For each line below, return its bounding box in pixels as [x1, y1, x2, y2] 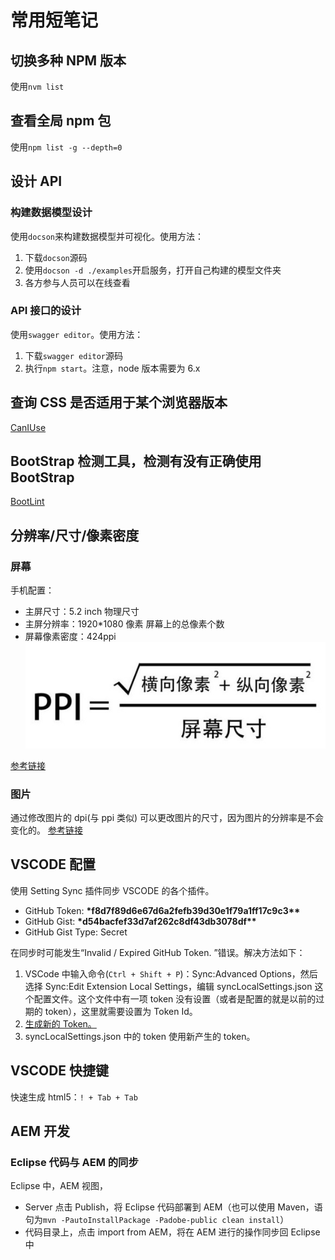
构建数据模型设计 [10, 206, 93, 220]
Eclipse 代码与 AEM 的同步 [10, 1156, 139, 1170]
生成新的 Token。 [24, 1017, 97, 1030]
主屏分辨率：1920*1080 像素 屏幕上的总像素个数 [24, 618, 225, 630]
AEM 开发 [10, 1123, 70, 1140]
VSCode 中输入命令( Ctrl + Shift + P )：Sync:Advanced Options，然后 [24, 967, 318, 980]
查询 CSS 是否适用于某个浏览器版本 [10, 394, 228, 411]
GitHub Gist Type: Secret [24, 926, 128, 938]
